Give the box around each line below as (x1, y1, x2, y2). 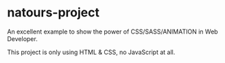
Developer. (7, 34, 38, 42)
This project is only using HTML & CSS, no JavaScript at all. (7, 48, 176, 56)
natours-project (7, 5, 99, 21)
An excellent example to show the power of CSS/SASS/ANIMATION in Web (7, 27, 218, 36)
